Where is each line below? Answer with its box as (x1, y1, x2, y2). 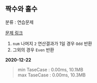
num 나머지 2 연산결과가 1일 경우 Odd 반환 (12, 40, 92, 46)
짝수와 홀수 (5, 5, 38, 14)
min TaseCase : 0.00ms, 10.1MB (17, 66, 83, 72)
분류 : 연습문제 (5, 19, 34, 25)
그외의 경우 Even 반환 (12, 47, 55, 53)
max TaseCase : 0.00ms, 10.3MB (17, 72, 86, 78)
